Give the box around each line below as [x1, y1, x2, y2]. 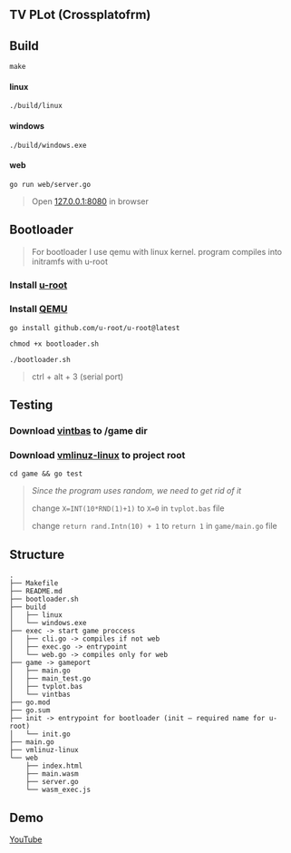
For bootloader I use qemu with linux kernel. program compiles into [31, 246, 283, 257]
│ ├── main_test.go [9, 674, 92, 683]
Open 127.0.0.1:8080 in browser [31, 195, 150, 207]
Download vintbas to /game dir [9, 425, 148, 437]
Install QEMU [9, 303, 68, 316]
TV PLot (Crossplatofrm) [9, 7, 151, 23]
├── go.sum [9, 706, 51, 715]
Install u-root [9, 279, 68, 291]
